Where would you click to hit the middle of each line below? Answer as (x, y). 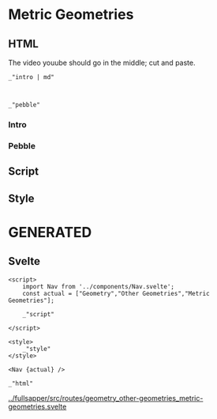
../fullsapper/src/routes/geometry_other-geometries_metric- (106, 398)
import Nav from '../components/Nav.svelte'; (99, 286)
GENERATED (50, 232)
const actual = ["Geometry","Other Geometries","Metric (116, 293)
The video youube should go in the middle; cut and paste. (102, 62)
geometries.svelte (37, 406)
